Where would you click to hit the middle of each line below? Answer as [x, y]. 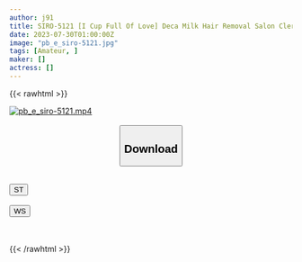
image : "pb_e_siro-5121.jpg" [64, 43]
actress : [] [31, 68]
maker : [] [28, 59]
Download [151, 149]
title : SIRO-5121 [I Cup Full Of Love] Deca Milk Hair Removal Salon [142, 26]
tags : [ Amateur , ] [44, 51]
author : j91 [31, 18]
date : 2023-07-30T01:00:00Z [62, 34]
